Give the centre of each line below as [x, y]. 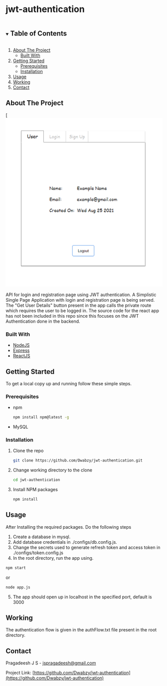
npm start [16, 568]
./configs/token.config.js [38, 553]
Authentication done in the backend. [43, 321]
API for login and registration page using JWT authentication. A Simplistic [81, 295]
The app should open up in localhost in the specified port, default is [82, 597]
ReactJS [21, 356]
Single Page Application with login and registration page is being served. [80, 300]
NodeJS [21, 345]
